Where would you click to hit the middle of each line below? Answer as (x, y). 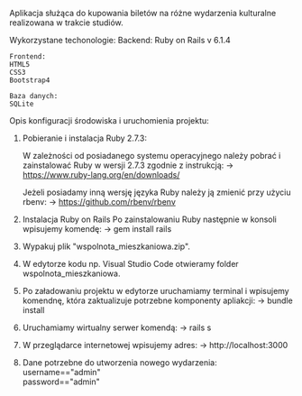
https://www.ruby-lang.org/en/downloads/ (101, 175)
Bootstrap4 (30, 80)
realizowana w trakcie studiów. (66, 23)
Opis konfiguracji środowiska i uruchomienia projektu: (109, 120)
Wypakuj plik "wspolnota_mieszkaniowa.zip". (106, 246)
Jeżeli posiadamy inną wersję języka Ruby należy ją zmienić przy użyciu (156, 192)
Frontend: (28, 57)
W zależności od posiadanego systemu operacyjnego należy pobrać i (151, 156)
